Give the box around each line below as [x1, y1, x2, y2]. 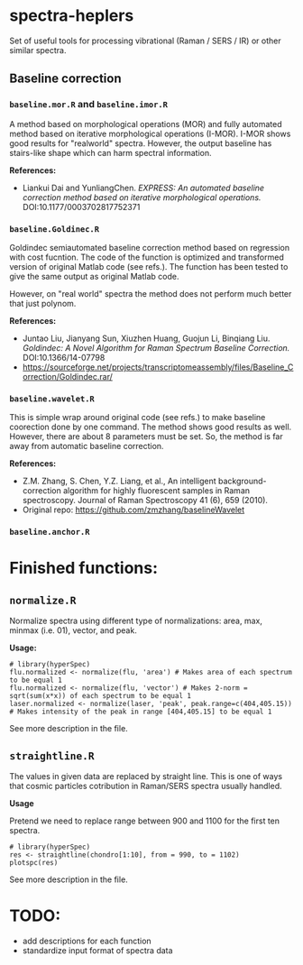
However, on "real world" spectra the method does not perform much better [9, 288, 292, 299]
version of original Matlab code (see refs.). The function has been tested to [9, 261, 289, 271]
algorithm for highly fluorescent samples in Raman [62, 485, 251, 496]
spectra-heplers [9, 5, 134, 26]
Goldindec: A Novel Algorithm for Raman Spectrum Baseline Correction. [22, 342, 290, 353]
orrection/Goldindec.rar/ [22, 371, 113, 381]
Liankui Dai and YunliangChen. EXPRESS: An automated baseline [22, 182, 264, 193]
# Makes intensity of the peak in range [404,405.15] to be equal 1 [9, 707, 272, 717]
